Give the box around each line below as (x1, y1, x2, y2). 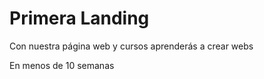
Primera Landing (9, 7, 150, 30)
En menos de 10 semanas (9, 59, 115, 71)
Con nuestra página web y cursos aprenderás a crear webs (9, 40, 254, 52)
